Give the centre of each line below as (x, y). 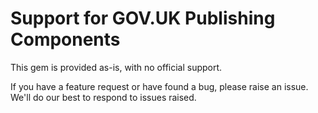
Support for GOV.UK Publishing (143, 18)
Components (65, 39)
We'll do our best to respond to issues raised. (103, 97)
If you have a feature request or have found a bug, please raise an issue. (159, 86)
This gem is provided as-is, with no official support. (116, 67)
